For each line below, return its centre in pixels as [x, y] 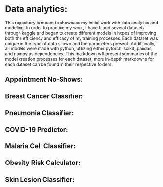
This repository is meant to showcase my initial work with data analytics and [82, 23]
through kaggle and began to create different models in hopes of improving [81, 33]
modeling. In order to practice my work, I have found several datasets [75, 27]
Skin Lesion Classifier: [40, 179]
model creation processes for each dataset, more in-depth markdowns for [80, 59]
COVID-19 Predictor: [37, 129]
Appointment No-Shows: [44, 80]
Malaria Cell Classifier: [40, 146]
